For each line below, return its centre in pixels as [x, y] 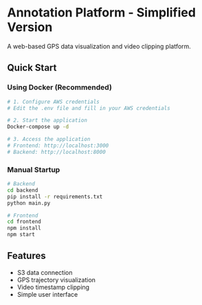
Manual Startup [34, 170]
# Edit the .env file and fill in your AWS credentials [89, 108]
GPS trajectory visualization [56, 280]
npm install [24, 228]
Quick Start [32, 68]
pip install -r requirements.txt [55, 196]
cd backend [23, 190]
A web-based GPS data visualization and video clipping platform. [99, 46]
